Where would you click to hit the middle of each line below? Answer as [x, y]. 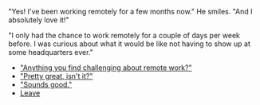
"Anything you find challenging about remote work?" [106, 68]
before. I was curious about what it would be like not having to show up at [130, 44]
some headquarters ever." [51, 52]
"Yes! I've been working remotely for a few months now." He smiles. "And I [130, 12]
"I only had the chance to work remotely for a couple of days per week [124, 35]
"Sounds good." [46, 84]
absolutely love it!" [39, 20]
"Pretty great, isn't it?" [56, 76]
